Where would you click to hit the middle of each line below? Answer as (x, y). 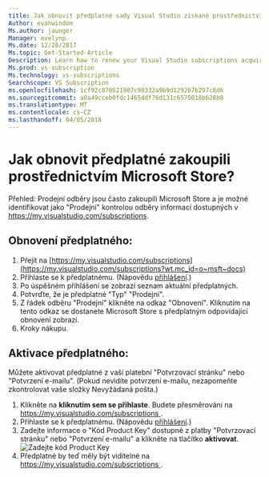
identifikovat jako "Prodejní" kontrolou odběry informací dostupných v (123, 207)
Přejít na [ (36, 260)
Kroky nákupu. (44, 328)
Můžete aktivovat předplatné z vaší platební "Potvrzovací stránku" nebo (126, 372)
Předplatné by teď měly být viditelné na (85, 456)
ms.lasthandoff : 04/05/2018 (55, 120)
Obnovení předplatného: (70, 241)
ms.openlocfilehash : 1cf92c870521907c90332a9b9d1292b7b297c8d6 (116, 90)
